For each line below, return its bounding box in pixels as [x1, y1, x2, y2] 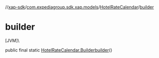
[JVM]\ [5, 37, 20, 43]
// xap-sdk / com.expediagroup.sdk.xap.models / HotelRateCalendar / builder [5, 4, 155, 10]
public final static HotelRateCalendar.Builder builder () [5, 47, 112, 53]
